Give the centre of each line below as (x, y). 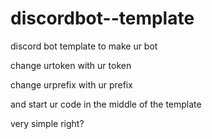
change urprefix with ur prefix (71, 84)
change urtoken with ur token (71, 65)
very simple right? (47, 123)
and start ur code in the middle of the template (106, 104)
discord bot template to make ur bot (84, 46)
